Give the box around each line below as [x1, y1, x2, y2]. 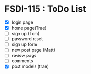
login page [11, 19, 34, 25]
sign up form [11, 41, 37, 47]
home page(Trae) [11, 25, 47, 31]
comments [11, 58, 33, 64]
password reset [11, 36, 43, 42]
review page [11, 53, 37, 58]
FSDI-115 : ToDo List [4, 3, 86, 15]
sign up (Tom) [11, 31, 40, 37]
